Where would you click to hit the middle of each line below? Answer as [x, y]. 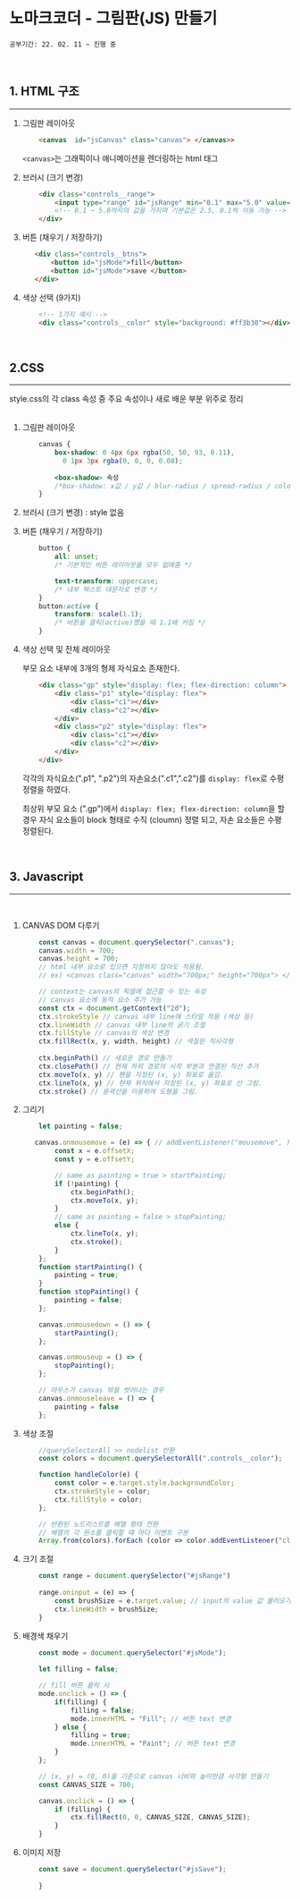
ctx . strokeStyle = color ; [103, 1491]
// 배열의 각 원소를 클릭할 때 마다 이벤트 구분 [114, 1532]
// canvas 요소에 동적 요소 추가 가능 [100, 1000]
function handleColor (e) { [89, 1475]
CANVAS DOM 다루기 [61, 925]
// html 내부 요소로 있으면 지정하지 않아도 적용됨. [122, 967]
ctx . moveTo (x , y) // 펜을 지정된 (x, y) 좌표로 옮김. [131, 1074]
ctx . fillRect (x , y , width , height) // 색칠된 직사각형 [136, 1042]
